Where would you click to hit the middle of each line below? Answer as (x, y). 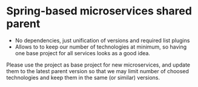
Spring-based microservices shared (99, 11)
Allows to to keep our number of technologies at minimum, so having (101, 47)
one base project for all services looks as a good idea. (82, 53)
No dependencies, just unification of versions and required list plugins (102, 40)
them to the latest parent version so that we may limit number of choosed (98, 71)
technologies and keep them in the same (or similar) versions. (83, 77)
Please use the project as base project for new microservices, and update (98, 65)
